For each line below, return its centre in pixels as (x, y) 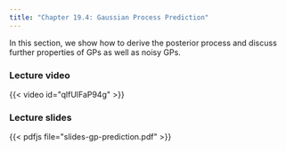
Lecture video (40, 75)
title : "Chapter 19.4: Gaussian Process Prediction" (109, 17)
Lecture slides (41, 117)
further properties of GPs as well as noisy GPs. (95, 52)
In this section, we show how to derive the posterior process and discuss (143, 43)
